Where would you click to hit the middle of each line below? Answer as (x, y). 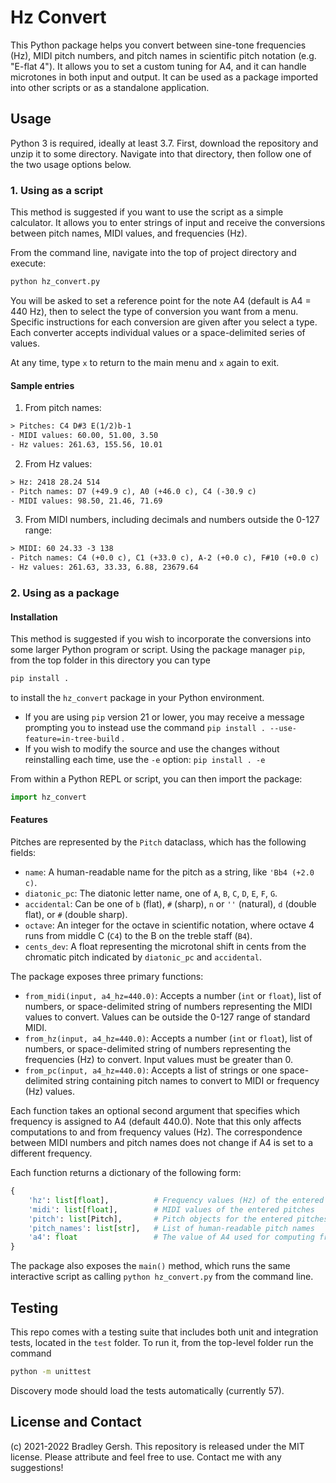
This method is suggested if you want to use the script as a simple (147, 212)
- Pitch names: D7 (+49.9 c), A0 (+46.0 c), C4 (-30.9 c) (133, 491)
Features (29, 820)
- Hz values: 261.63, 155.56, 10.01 (86, 444)
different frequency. (51, 1153)
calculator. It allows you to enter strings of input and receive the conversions (168, 223)
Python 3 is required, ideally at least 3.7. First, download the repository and (164, 143)
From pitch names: (63, 408)
